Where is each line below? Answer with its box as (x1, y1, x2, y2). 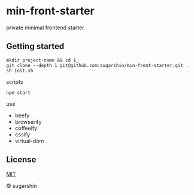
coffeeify (14, 124, 38, 132)
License (6, 154, 37, 165)
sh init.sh (6, 68, 34, 74)
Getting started (6, 41, 65, 51)
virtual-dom (14, 137, 44, 144)
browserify (14, 118, 42, 125)
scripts (6, 78, 23, 85)
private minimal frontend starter (6, 24, 84, 31)
